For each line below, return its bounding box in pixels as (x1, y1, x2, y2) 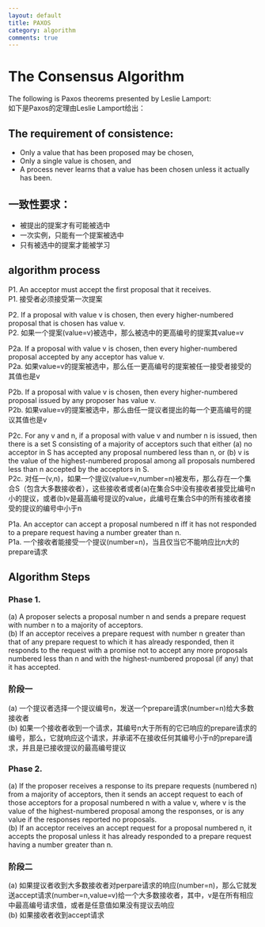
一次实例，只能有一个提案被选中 (19, 230, 124, 240)
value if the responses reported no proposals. (8, 815, 157, 824)
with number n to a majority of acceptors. (8, 621, 144, 630)
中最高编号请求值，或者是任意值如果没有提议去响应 (8, 900, 175, 910)
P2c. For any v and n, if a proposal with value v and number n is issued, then (8, 431, 257, 440)
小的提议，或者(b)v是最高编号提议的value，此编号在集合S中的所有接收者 (8, 493, 245, 503)
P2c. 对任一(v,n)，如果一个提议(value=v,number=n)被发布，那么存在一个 (8, 473, 245, 483)
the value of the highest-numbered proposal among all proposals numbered (8, 456, 256, 465)
